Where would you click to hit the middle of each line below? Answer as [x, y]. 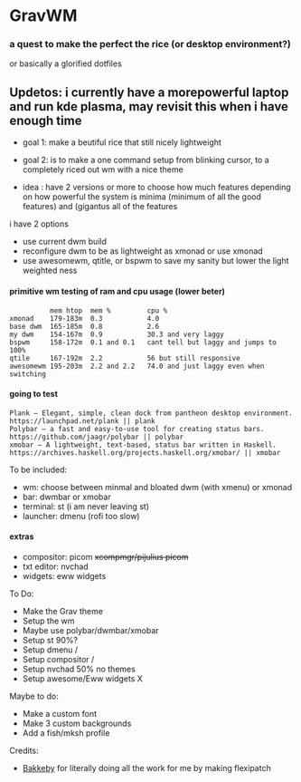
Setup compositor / [58, 659]
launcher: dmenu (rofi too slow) [81, 516]
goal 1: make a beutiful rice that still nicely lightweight [122, 142]
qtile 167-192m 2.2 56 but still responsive [125, 358]
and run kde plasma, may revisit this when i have [149, 106]
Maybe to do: [34, 696]
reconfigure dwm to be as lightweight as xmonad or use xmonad [143, 251]
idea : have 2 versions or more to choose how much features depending [156, 188]
